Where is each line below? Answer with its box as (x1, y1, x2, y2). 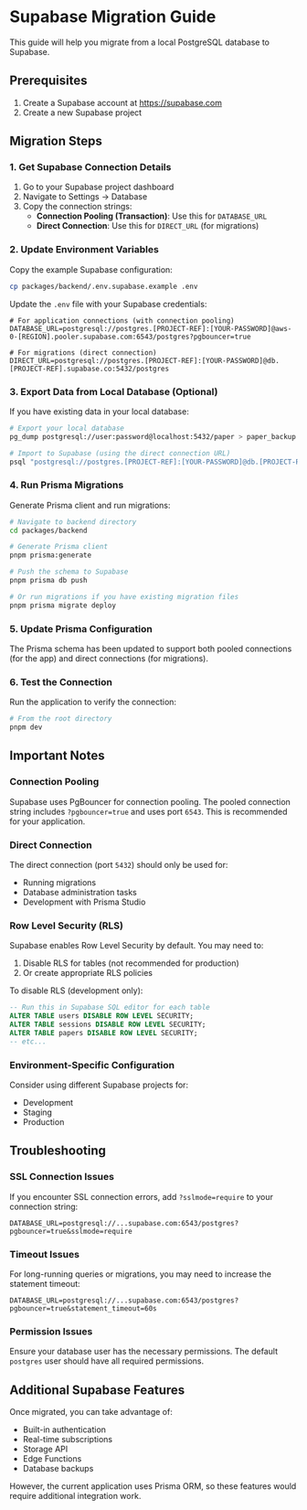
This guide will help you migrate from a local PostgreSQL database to (9, 37, 270, 48)
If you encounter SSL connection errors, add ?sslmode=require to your (9, 1191, 274, 1202)
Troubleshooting (9, 1143, 107, 1159)
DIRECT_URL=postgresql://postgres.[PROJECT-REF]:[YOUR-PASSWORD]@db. (9, 356, 281, 365)
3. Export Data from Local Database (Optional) (9, 385, 218, 398)
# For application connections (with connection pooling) (9, 316, 235, 326)
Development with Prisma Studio (22, 896, 146, 907)
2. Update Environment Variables (9, 243, 160, 256)
